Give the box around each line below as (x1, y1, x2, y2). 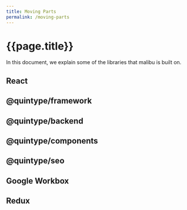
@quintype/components (6, 136, 98, 146)
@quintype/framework (6, 96, 92, 106)
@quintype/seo (6, 156, 65, 166)
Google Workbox (6, 176, 69, 186)
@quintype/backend (6, 116, 84, 126)
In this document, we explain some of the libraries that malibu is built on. (6, 59, 182, 66)
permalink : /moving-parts (6, 14, 69, 20)
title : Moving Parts (6, 8, 57, 15)
